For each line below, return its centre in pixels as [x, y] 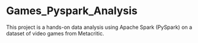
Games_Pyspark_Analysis [72, 11]
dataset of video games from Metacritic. [55, 33]
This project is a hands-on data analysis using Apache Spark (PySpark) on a [99, 27]
